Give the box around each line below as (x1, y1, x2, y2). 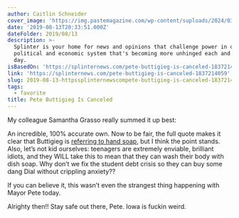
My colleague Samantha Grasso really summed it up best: (7, 116, 176, 124)
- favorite (14, 89, 46, 97)
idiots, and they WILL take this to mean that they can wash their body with (7, 152, 224, 160)
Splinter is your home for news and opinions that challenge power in (14, 43, 228, 50)
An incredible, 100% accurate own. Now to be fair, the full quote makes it (7, 129, 221, 138)
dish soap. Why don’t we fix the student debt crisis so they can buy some (7, 160, 223, 168)
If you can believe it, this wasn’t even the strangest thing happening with (7, 181, 220, 189)
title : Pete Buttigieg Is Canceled (7, 97, 113, 104)
